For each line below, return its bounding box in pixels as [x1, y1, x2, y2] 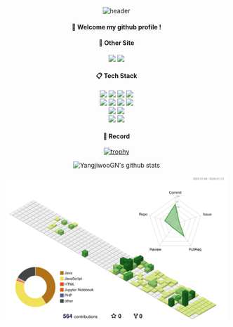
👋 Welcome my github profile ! [72, 22, 161, 31]
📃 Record [102, 132, 131, 140]
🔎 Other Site [98, 39, 135, 47]
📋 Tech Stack [95, 72, 138, 80]
